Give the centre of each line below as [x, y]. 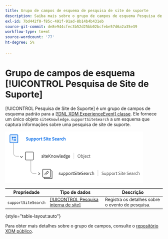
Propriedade [26, 192]
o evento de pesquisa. [127, 205]
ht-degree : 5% [20, 43]
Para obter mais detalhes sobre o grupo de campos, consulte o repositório [82, 225]
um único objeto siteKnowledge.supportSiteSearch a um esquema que [77, 119]
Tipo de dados [75, 192]
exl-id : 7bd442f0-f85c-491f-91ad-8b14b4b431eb [54, 21]
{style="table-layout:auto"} [33, 216]
